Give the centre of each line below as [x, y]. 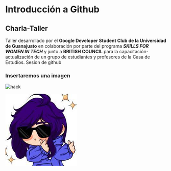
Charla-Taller [27, 28]
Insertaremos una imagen [38, 75]
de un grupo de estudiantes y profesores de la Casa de [92, 57]
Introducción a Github [52, 9]
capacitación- [134, 51]
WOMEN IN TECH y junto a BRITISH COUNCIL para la [62, 51]
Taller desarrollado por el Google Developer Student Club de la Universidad [86, 40]
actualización [19, 57]
